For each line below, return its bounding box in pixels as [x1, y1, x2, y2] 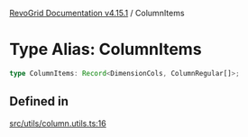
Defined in [9, 94, 69, 109]
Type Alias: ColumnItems [9, 40, 202, 59]
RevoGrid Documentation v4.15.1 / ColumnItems [9, 8, 185, 18]
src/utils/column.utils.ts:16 [9, 117, 106, 129]
